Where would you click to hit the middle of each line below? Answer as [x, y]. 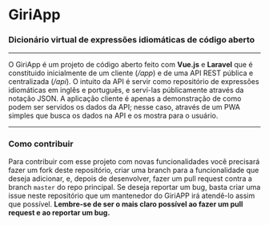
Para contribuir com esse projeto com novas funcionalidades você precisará [134, 161]
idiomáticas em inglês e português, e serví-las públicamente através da [126, 90]
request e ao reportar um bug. [59, 212]
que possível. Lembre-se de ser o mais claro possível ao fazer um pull [126, 204]
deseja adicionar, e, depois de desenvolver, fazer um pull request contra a [130, 179]
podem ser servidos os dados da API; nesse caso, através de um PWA [124, 107]
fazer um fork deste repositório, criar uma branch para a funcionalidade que [134, 170]
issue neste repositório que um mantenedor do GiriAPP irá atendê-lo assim [132, 195]
